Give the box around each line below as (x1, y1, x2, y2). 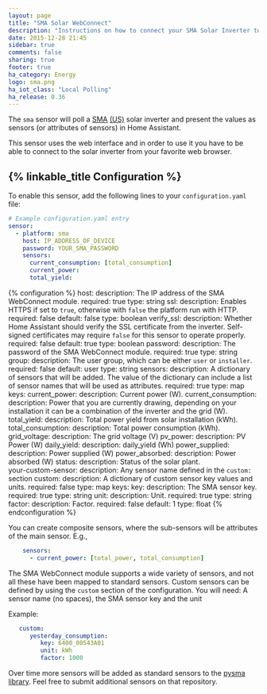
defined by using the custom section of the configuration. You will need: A (8, 585, 248, 595)
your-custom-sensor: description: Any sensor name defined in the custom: (8, 465, 252, 475)
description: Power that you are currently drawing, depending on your (8, 398, 237, 407)
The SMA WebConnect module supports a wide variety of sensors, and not (8, 569, 254, 578)
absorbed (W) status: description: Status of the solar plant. (8, 457, 201, 466)
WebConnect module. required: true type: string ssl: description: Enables (8, 296, 247, 306)
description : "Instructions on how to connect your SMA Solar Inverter (8, 26, 250, 34)
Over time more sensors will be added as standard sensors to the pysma (8, 669, 246, 678)
